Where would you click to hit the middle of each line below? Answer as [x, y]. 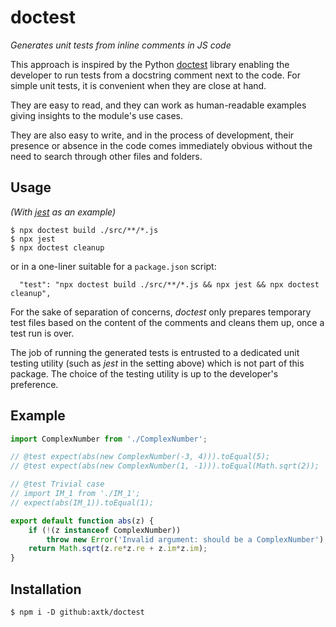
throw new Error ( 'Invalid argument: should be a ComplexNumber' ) [185, 539]
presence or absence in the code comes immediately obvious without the [161, 145]
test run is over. [42, 333]
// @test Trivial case [57, 484]
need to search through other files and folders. [106, 156]
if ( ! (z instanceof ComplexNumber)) [105, 530]
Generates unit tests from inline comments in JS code [121, 45]
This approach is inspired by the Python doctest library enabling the [150, 64]
